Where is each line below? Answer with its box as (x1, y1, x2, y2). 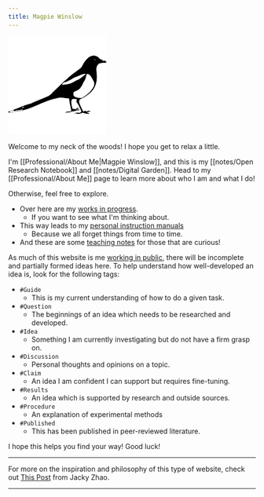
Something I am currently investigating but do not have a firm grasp (31, 334, 250, 344)
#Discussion (19, 353, 59, 360)
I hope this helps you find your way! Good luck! (8, 441, 161, 451)
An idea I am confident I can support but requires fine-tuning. (31, 376, 230, 386)
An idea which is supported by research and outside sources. (31, 393, 230, 402)
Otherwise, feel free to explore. (8, 188, 109, 198)
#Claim (19, 369, 42, 377)
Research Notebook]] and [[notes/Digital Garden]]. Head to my (8, 165, 211, 174)
